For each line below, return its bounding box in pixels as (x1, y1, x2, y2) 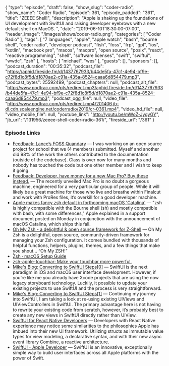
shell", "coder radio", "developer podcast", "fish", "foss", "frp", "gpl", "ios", (5, 42, 160, 47)
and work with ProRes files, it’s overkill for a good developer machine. (12, 194, 158, 201)
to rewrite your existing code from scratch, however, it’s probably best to (12, 307, 164, 313)
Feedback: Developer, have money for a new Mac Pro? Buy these (12, 173, 148, 179)
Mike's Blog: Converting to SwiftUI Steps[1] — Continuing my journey (12, 291, 156, 297)
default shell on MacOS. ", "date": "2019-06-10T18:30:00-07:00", (5, 26, 140, 32)
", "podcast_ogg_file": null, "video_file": (47, 95, 129, 101)
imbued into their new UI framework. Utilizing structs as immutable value (12, 328, 164, 334)
